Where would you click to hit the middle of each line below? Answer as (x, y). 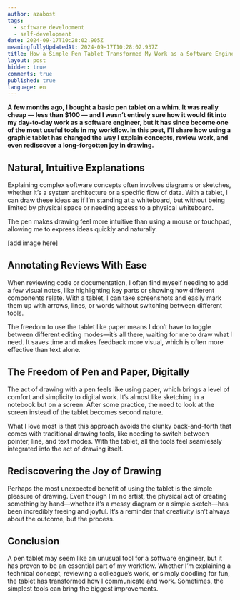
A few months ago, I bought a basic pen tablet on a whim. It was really (113, 107)
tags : (15, 21)
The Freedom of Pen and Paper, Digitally (99, 372)
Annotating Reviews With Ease (77, 265)
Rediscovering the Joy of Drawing (85, 471)
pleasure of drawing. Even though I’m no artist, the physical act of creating (117, 496)
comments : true (30, 74)
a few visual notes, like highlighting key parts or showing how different (111, 290)
